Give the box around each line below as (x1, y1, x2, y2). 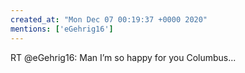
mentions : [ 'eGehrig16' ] (10, 24, 114, 34)
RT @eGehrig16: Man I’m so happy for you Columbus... (10, 51, 237, 63)
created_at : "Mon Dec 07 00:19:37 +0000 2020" (10, 14, 208, 25)
